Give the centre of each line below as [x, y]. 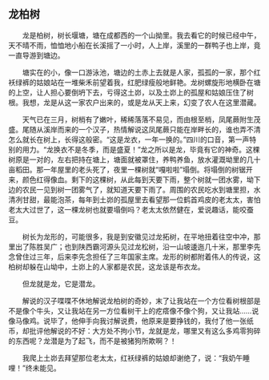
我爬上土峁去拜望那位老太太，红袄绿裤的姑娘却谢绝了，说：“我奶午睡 [136, 358]
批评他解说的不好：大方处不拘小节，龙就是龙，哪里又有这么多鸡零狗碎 [145, 330]
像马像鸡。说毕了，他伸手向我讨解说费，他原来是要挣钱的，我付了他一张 [127, 321]
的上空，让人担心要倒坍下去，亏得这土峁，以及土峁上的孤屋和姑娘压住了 [127, 92]
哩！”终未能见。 [35, 368]
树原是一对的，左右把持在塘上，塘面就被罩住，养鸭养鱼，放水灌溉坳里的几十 [134, 160]
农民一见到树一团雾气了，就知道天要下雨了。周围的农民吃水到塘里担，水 [141, 189]
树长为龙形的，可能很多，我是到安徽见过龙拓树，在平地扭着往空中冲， [138, 236]
